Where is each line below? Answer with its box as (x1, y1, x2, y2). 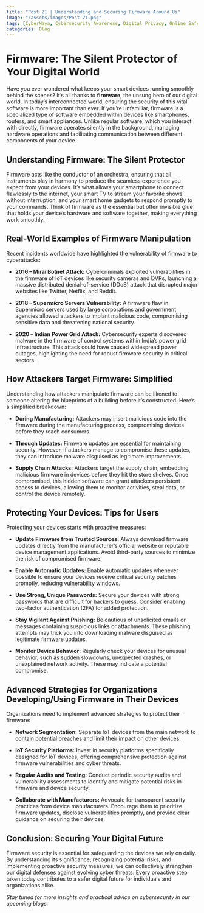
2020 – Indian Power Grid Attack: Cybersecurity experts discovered (15, 330, 187, 338)
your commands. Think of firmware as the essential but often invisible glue (6, 203, 193, 210)
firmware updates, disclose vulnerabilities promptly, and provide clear (15, 809, 190, 816)
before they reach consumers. (15, 427, 91, 435)
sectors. (15, 356, 36, 363)
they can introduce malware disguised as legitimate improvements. (15, 452, 183, 460)
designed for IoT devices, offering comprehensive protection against (15, 753, 187, 761)
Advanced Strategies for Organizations (6, 684, 158, 694)
